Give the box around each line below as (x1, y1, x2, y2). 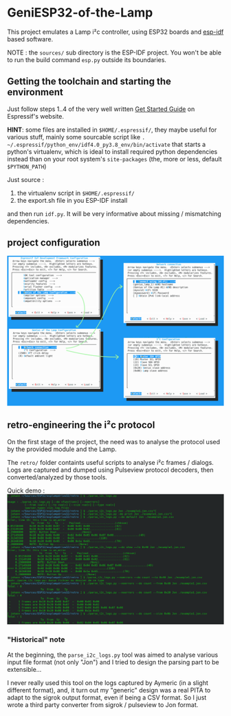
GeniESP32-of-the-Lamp (7, 5, 153, 21)
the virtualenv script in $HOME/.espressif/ (16, 188, 135, 197)
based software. (7, 34, 54, 43)
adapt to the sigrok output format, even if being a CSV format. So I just (7, 693, 207, 702)
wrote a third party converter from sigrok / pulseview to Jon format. (7, 700, 199, 708)
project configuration (7, 237, 101, 249)
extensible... (7, 665, 42, 673)
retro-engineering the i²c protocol (7, 419, 155, 431)
